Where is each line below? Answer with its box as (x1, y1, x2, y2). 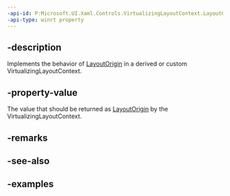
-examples (7, 178, 54, 190)
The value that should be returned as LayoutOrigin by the (7, 105, 168, 113)
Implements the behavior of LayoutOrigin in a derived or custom (7, 59, 188, 68)
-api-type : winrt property (7, 16, 84, 23)
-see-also (7, 155, 50, 167)
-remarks (7, 132, 48, 143)
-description (7, 42, 62, 53)
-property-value (7, 87, 78, 98)
